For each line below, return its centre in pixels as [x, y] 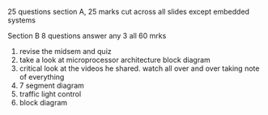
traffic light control [50, 94]
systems [21, 20]
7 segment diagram [51, 85]
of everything [42, 77]
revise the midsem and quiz [66, 51]
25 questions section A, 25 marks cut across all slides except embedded [129, 12]
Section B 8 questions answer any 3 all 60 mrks [87, 36]
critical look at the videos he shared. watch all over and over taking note [139, 68]
